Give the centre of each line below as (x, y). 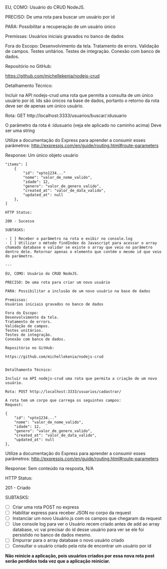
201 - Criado (18, 488)
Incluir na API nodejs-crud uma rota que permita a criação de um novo (81, 379)
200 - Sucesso (20, 221)
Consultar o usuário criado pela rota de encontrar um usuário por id (82, 546)
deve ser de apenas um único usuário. (44, 106)
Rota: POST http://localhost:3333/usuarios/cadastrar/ (63, 392)
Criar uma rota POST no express (46, 507)
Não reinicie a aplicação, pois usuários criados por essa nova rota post (80, 556)
